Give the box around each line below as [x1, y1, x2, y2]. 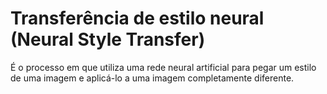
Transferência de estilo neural [10, 7, 265, 30]
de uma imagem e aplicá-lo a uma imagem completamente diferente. [10, 72, 295, 84]
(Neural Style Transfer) [10, 28, 206, 51]
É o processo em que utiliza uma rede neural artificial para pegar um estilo [10, 61, 317, 73]
